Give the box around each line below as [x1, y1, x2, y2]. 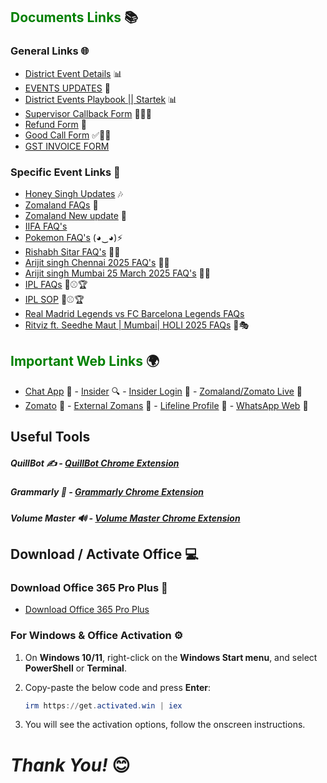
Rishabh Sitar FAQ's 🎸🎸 [24, 245, 121, 258]
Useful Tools [10, 429, 91, 446]
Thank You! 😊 [10, 754, 131, 776]
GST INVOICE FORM [24, 140, 110, 152]
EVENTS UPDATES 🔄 [24, 82, 111, 94]
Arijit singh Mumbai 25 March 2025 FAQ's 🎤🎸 [24, 267, 211, 279]
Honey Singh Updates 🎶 [24, 187, 123, 199]
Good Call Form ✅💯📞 [24, 129, 112, 141]
